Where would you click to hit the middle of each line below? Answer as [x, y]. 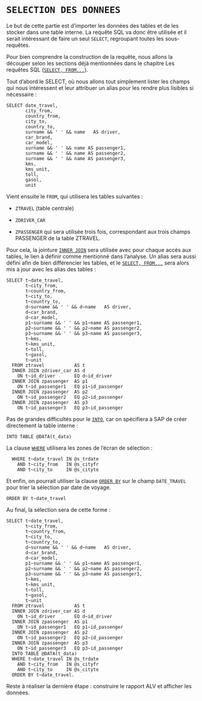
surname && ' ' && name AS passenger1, [76, 148]
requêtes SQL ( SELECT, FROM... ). [47, 69]
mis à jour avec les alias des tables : [51, 269]
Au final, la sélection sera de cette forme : [59, 510]
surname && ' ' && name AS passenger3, [76, 158]
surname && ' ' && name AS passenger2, [76, 153]
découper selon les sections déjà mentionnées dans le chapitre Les [90, 63]
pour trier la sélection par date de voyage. [59, 487]
